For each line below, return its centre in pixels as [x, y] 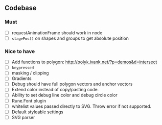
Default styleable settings [37, 112]
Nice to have [20, 51]
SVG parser [23, 117]
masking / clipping [30, 73]
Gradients [22, 78]
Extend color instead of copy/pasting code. [55, 90]
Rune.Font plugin [29, 100]
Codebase [21, 8]
